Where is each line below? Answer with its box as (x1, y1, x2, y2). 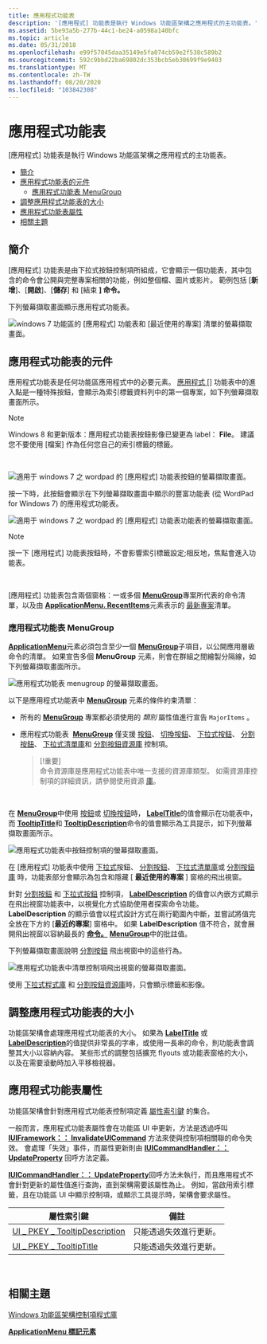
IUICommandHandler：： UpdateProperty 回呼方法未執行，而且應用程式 (8, 1170, 246, 1179)
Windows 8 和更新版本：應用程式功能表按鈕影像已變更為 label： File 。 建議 (8, 429, 254, 439)
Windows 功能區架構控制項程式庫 (8, 1310, 118, 1319)
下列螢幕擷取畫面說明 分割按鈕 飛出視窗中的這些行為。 (8, 946, 187, 956)
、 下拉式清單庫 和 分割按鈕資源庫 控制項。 (33, 739, 172, 749)
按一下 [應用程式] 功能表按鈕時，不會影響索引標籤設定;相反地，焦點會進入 (8, 547, 250, 558)
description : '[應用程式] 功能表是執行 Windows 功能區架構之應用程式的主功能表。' (8, 19, 258, 27)
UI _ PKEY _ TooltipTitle (12, 1240, 99, 1252)
